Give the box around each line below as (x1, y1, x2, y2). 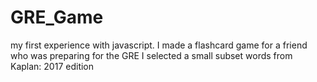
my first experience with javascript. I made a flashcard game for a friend (10, 39, 308, 51)
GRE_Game (10, 6, 104, 29)
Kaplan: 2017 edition (10, 60, 95, 72)
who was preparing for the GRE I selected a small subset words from (10, 49, 293, 61)
